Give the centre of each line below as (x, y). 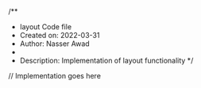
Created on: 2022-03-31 (60, 35)
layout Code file (46, 27)
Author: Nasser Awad (54, 44)
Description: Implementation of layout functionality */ (106, 60)
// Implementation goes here (55, 76)
